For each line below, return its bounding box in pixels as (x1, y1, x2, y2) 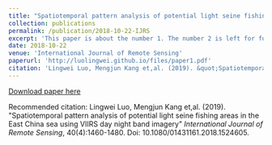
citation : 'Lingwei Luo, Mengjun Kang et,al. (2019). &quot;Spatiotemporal (8, 64, 270, 72)
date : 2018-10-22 (8, 42, 67, 50)
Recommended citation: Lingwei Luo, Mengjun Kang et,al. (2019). (8, 101, 227, 111)
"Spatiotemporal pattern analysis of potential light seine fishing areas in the (8, 110, 260, 120)
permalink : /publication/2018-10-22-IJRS (8, 27, 151, 35)
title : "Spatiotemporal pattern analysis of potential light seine (8, 11, 241, 20)
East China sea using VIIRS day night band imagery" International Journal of (8, 118, 263, 129)
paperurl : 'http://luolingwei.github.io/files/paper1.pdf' (8, 57, 212, 65)
